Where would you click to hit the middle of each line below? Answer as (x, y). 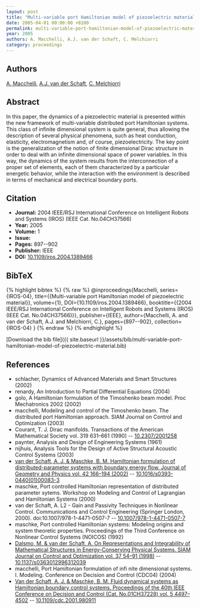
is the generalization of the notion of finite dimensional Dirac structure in (95, 148)
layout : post (22, 12)
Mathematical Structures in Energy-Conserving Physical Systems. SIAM (103, 549)
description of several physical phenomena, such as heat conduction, (92, 135)
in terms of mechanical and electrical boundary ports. (72, 180)
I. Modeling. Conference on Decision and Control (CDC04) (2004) (96, 574)
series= (169, 290)
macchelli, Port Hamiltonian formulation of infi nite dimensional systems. (103, 569)
